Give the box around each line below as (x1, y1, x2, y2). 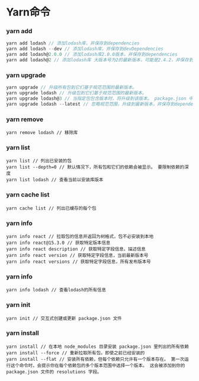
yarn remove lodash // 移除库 (6, 130, 78, 136)
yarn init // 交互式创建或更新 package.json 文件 (6, 315, 123, 321)
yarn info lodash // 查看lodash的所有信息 (6, 287, 107, 293)
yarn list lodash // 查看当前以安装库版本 (6, 177, 104, 183)
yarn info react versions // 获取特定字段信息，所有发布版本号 (6, 259, 151, 265)
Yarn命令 (6, 5, 50, 19)
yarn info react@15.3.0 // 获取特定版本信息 (6, 240, 111, 246)
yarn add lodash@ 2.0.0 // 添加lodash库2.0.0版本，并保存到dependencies (6, 52, 178, 58)
